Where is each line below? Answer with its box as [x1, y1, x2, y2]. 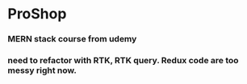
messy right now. [7, 65, 77, 76]
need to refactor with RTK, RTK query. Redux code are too [7, 55, 239, 66]
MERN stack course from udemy [7, 34, 137, 45]
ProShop [7, 5, 67, 23]
